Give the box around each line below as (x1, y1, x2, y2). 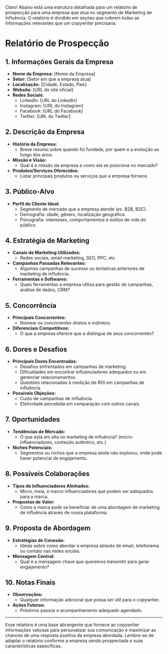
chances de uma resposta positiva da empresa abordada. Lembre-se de (5, 632, 154, 638)
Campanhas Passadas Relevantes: (12, 260, 86, 266)
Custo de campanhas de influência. (19, 395, 93, 401)
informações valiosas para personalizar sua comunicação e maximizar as (5, 627, 156, 633)
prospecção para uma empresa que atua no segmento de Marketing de (5, 9, 152, 15)
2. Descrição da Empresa (5, 127, 85, 136)
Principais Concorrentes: (12, 314, 66, 320)
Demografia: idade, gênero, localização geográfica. (19, 211, 126, 217)
